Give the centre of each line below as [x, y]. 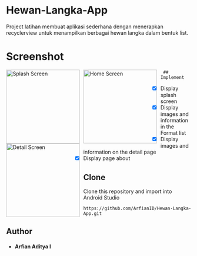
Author [19, 232]
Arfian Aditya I [33, 246]
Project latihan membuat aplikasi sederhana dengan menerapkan [85, 26]
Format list [173, 133]
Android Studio [101, 197]
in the [168, 127]
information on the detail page [120, 152]
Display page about [107, 158]
